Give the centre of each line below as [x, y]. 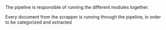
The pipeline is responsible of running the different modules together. [77, 7]
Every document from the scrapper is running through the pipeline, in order [83, 17]
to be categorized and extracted [38, 22]
